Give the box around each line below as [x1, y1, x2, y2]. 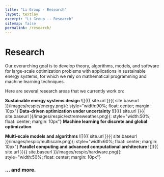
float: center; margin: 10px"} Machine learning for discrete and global [5, 118, 148, 124]
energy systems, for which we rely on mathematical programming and [5, 73, 147, 79]
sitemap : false [5, 21, 36, 26]
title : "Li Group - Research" [5, 7, 67, 12]
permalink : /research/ [5, 26, 52, 30]
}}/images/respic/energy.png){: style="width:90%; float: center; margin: [5, 103, 151, 109]
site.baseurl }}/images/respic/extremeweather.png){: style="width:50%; [5, 114, 151, 119]
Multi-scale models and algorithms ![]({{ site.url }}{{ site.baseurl [5, 133, 137, 139]
